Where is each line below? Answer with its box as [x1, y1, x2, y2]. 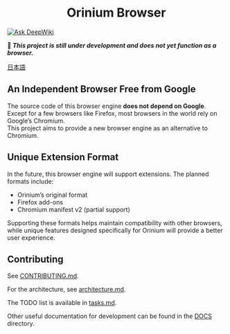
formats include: [7, 177, 54, 185]
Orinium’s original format [17, 191, 88, 199]
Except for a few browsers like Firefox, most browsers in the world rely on [7, 109, 218, 117]
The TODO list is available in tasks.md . [7, 299, 117, 307]
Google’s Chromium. [7, 116, 66, 125]
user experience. [7, 234, 55, 242]
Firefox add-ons [17, 197, 64, 206]
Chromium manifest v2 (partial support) [17, 205, 130, 213]
